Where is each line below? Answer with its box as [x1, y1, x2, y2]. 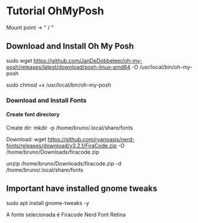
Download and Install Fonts [6, 96, 87, 104]
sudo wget [6, 57, 33, 64]
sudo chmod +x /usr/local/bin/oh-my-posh [6, 81, 112, 88]
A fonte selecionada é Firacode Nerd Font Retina [6, 210, 126, 218]
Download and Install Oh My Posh [6, 41, 135, 51]
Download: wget [6, 135, 47, 143]
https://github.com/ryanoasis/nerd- [47, 135, 135, 143]
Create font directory [6, 111, 60, 118]
